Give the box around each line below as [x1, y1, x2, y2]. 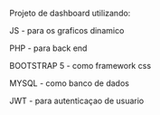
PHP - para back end [9, 43, 88, 53]
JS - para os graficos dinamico [9, 25, 125, 35]
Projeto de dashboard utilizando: [9, 8, 131, 18]
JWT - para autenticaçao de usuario [9, 95, 145, 106]
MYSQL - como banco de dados [9, 78, 129, 89]
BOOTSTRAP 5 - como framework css [9, 61, 152, 71]
